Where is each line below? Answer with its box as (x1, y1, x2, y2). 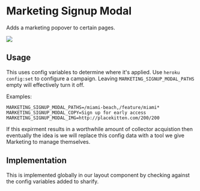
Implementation (6, 156, 67, 166)
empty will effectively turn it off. (6, 81, 85, 88)
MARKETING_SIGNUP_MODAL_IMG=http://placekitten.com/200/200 (6, 115, 160, 121)
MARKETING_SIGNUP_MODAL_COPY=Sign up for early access (6, 110, 147, 116)
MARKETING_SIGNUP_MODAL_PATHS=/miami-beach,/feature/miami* (6, 104, 160, 110)
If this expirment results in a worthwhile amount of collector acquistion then (6, 125, 193, 132)
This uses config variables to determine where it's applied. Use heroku (6, 68, 180, 75)
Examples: (6, 93, 32, 100)
